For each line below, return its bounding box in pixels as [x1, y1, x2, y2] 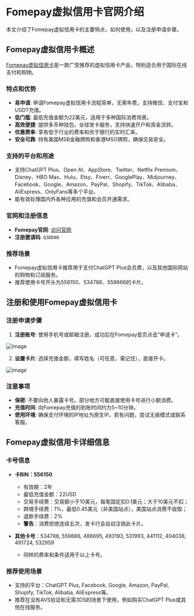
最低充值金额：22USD [23, 491, 77, 498]
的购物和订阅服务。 [14, 271, 61, 278]
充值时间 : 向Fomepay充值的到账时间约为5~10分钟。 [14, 404, 139, 411]
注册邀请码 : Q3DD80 [14, 233, 60, 240]
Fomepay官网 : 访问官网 [14, 226, 72, 233]
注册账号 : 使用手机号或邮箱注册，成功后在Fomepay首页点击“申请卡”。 [14, 331, 183, 338]
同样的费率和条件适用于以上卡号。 [23, 551, 106, 558]
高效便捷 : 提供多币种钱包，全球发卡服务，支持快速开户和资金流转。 [14, 121, 176, 128]
